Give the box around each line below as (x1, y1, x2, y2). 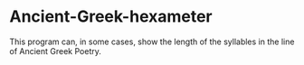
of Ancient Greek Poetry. (9, 45, 101, 56)
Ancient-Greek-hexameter (9, 6, 213, 27)
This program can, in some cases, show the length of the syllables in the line (9, 36, 295, 47)
